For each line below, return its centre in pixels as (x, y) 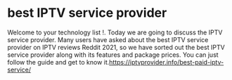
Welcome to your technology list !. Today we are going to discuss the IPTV (115, 32)
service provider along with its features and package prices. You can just (113, 55)
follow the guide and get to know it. (58, 62)
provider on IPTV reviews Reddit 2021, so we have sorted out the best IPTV (116, 47)
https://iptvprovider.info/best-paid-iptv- (166, 62)
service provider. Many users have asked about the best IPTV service (108, 39)
